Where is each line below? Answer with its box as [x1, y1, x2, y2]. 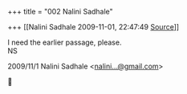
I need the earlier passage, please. [7, 37, 122, 47]
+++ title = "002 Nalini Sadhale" [7, 7, 113, 16]
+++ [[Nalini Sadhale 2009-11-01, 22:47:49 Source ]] [7, 22, 180, 31]
